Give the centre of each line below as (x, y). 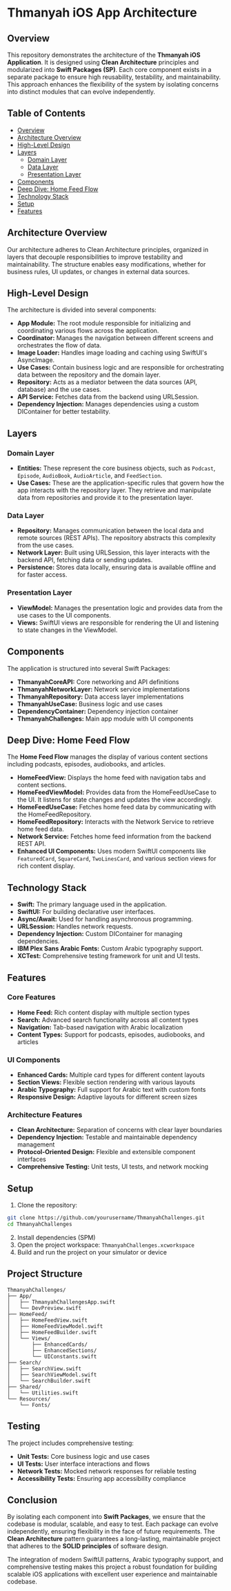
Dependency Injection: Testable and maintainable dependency (107, 1138)
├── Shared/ (24, 1387)
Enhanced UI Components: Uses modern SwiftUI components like (112, 851)
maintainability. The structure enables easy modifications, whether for (107, 264)
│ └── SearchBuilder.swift (49, 1381)
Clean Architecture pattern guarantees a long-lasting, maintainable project (114, 1539)
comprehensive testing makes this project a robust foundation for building (112, 1567)
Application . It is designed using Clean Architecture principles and (103, 62)
